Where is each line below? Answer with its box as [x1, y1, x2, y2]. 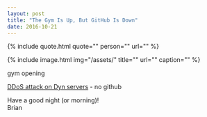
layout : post [7, 10, 45, 17]
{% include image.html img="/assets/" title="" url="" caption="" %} [7, 56, 201, 64]
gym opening [7, 69, 45, 77]
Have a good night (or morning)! [7, 96, 99, 104]
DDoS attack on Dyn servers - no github [7, 83, 122, 91]
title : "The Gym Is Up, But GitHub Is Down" [7, 17, 138, 24]
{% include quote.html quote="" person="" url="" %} [7, 42, 160, 51]
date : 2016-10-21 [7, 23, 58, 30]
